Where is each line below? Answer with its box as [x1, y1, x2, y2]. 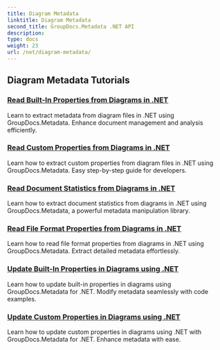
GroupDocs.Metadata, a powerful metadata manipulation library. [7, 207, 190, 215]
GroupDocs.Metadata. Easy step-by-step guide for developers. [7, 166, 187, 174]
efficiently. [7, 125, 37, 134]
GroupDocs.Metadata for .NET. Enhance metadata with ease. [7, 335, 181, 344]
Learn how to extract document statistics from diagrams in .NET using [7, 199, 207, 208]
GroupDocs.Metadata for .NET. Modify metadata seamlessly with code [7, 287, 209, 295]
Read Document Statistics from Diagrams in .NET [7, 183, 176, 193]
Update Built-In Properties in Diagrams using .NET [7, 264, 179, 274]
